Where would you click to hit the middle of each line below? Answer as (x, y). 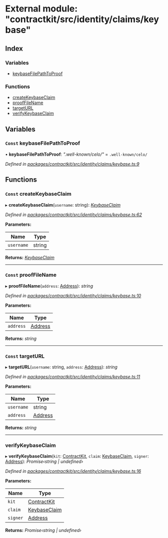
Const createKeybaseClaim (38, 194)
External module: (41, 9)
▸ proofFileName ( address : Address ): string (49, 286)
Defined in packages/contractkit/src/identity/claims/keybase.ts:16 (73, 471)
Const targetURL (25, 356)
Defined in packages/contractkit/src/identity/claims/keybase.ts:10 (73, 295)
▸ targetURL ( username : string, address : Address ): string (61, 367)
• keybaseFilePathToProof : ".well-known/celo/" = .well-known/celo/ (76, 154)
